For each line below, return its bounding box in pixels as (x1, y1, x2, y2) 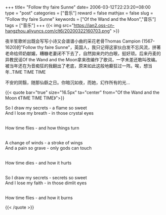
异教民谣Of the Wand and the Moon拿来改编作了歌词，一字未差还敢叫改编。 (5, 57, 160, 62)
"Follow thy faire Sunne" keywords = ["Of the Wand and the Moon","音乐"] (5, 16, 156, 22)
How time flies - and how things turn (5, 125, 80, 130)
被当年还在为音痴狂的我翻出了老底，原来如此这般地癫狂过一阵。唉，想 (5, 63, 148, 69)
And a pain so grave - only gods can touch (5, 145, 92, 151)
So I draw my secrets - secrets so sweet (5, 175, 87, 180)
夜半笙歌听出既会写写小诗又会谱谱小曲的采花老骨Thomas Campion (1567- (5, 38, 155, 44)
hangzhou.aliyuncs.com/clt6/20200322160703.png (5, 28, 110, 34)
